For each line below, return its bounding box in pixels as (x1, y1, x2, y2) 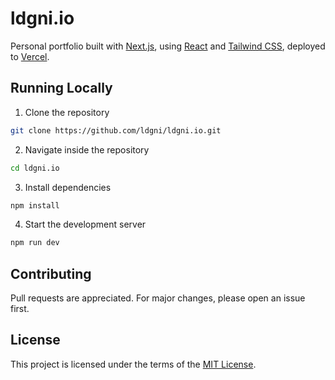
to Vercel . (10, 50, 50, 62)
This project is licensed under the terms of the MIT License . (10, 358, 257, 370)
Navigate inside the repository (24, 143, 150, 156)
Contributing (10, 265, 92, 282)
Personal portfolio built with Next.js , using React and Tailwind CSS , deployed (10, 40, 326, 52)
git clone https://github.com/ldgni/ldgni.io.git (10, 125, 222, 136)
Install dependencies (24, 181, 112, 193)
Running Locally (10, 80, 113, 97)
